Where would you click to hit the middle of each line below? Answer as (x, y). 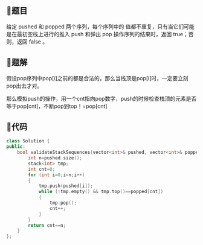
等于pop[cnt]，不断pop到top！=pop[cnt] (57, 106)
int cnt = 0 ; (42, 169)
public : (16, 147)
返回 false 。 (32, 42)
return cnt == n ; (47, 225)
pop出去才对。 (24, 86)
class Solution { (28, 141)
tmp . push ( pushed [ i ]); (66, 186)
